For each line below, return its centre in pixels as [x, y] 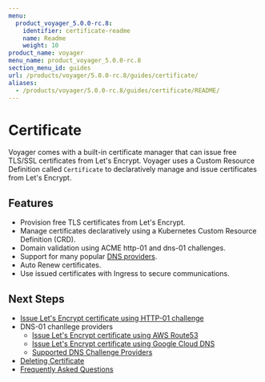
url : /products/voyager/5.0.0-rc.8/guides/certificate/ [103, 75]
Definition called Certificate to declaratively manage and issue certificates [133, 169]
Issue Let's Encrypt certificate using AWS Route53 [115, 335]
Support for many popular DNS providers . [88, 257]
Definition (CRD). [48, 240]
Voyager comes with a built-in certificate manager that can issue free [122, 152]
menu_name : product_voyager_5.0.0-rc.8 [75, 61]
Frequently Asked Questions [66, 369]
